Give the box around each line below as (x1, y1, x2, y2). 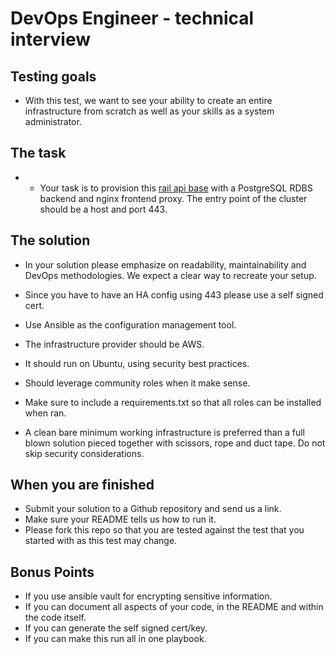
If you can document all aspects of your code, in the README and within (24, 601, 324, 613)
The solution (10, 232, 91, 249)
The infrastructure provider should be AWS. (24, 338, 205, 350)
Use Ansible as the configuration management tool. (24, 318, 237, 331)
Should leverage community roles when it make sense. (24, 377, 251, 389)
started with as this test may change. (24, 535, 178, 547)
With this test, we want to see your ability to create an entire (24, 95, 273, 106)
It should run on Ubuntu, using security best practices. (24, 357, 250, 369)
